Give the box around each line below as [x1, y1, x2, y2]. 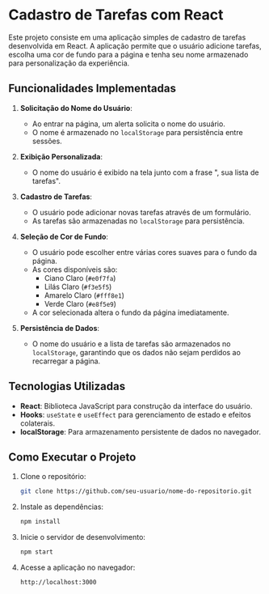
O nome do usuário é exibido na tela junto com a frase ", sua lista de [32, 168, 259, 177]
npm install [19, 518, 61, 526]
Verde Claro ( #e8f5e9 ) [44, 299, 117, 308]
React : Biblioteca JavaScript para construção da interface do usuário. [19, 401, 253, 410]
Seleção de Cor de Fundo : [19, 231, 109, 241]
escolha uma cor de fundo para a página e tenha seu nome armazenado [8, 49, 249, 59]
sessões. [32, 136, 62, 146]
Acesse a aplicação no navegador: [19, 562, 136, 572]
